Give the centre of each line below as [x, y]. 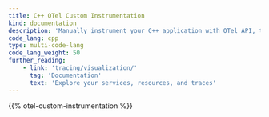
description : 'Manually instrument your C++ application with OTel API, [132, 30]
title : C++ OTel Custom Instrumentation [77, 16]
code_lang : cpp [34, 38]
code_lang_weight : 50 [44, 53]
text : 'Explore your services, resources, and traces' [123, 83]
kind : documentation [43, 23]
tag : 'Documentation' [66, 75]
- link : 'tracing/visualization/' [80, 68]
